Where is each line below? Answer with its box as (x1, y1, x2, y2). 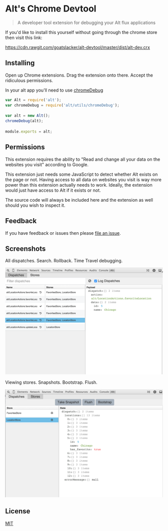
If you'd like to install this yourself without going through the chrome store (5, 29, 157, 35)
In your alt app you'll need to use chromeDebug (5, 87, 103, 93)
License (5, 507, 30, 515)
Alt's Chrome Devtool (5, 3, 96, 15)
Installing (5, 59, 35, 68)
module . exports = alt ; (5, 129, 52, 134)
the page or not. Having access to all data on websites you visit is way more (5, 176, 161, 183)
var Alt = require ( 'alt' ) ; (5, 97, 61, 103)
